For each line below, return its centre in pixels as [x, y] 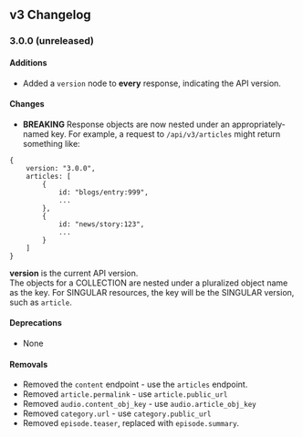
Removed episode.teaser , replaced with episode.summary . [131, 423]
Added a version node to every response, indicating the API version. [151, 83]
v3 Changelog [50, 15]
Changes [27, 104]
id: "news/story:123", [101, 224]
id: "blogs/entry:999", [103, 192]
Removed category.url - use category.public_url [117, 413]
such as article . [41, 302]
